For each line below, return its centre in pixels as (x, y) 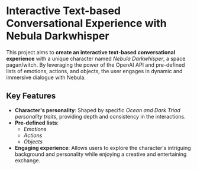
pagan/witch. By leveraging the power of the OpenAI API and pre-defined (96, 65)
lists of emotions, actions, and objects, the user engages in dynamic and (94, 71)
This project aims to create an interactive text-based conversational (91, 52)
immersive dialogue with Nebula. (46, 77)
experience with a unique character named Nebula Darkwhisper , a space (96, 58)
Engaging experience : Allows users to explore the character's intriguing (103, 148)
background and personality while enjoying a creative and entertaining (101, 154)
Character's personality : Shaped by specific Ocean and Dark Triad (97, 110)
